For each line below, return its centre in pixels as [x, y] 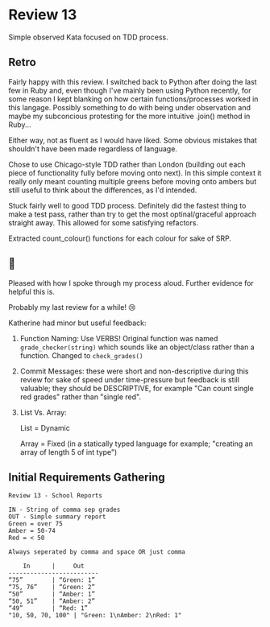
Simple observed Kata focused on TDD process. [88, 37]
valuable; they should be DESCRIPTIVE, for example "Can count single [137, 388]
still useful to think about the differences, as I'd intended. [103, 190]
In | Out [54, 566]
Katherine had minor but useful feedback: [77, 323]
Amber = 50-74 [32, 531]
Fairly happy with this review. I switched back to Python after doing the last [133, 81]
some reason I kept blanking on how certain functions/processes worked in [133, 99]
